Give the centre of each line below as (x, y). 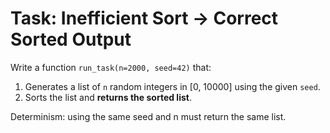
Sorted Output (71, 39)
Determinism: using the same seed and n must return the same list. (148, 116)
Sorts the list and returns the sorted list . (108, 97)
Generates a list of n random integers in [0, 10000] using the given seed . (172, 86)
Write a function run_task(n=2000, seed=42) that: (111, 67)
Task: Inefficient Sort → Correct (144, 18)
